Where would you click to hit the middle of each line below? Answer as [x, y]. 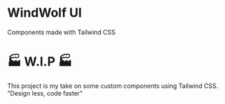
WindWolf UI [45, 13]
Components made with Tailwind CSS [61, 32]
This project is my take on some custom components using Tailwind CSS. [113, 86]
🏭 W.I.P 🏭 [40, 62]
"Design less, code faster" [45, 93]
